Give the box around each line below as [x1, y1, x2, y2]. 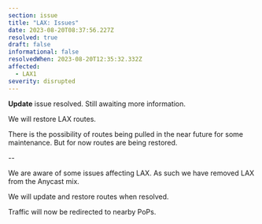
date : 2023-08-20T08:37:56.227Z [8, 26, 114, 34]
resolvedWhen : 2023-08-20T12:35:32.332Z [8, 56, 143, 64]
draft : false [8, 41, 51, 49]
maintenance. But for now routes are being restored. [8, 138, 178, 147]
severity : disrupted [8, 77, 76, 85]
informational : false [8, 48, 79, 56]
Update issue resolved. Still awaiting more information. [8, 99, 186, 108]
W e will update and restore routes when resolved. [8, 192, 169, 201]
